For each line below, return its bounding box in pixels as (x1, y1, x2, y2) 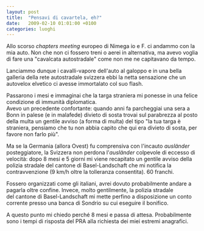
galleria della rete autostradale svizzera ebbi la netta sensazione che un (6, 74, 186, 81)
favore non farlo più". (6, 131, 60, 138)
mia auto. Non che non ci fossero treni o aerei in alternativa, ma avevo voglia (6, 49, 199, 57)
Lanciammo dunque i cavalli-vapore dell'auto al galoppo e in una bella (6, 67, 182, 75)
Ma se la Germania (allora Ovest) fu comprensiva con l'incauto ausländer (6, 142, 190, 150)
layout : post (6, 9, 40, 15)
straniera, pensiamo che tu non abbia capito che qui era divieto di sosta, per (6, 124, 197, 131)
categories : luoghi (6, 26, 56, 32)
